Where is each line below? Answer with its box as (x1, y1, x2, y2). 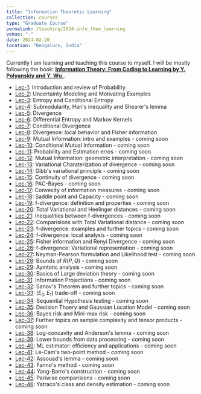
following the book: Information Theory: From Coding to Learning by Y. (6, 65, 186, 73)
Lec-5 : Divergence (14, 109, 62, 117)
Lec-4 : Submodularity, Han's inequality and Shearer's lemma (14, 103, 167, 110)
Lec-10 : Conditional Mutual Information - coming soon (14, 141, 150, 149)
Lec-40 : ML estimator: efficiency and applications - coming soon (14, 342, 177, 349)
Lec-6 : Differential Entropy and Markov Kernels (14, 115, 133, 123)
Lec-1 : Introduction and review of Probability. (14, 83, 127, 91)
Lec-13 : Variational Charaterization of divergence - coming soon (14, 161, 175, 168)
